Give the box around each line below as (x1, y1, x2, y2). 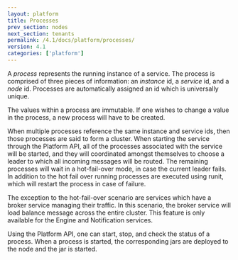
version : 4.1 (7, 43, 46, 50)
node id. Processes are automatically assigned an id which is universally (7, 84, 219, 93)
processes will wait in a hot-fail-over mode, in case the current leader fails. (7, 164, 227, 173)
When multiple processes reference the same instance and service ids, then (7, 127, 230, 135)
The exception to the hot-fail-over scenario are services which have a (7, 193, 212, 202)
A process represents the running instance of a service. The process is (7, 69, 215, 78)
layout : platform (7, 10, 59, 18)
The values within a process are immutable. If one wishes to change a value (7, 106, 229, 114)
